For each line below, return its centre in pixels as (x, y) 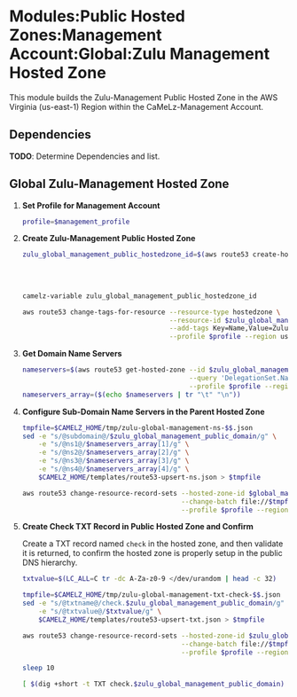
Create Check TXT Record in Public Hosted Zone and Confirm (138, 527)
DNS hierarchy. (50, 563)
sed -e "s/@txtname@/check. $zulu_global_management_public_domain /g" (153, 603)
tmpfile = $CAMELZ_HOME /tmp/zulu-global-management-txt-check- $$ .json (151, 595)
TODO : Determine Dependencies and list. (85, 156)
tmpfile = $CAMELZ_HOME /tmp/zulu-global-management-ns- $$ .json (137, 427)
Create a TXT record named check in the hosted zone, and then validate (152, 544)
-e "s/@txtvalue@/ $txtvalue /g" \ (100, 612)
